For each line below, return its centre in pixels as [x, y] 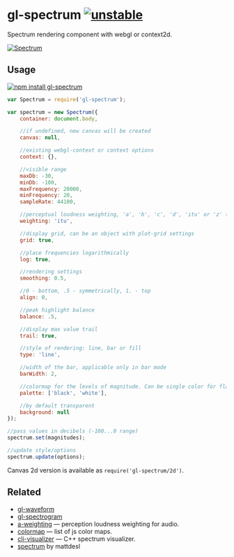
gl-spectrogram [40, 516]
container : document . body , [59, 119]
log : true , [36, 259]
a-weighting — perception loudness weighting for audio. [98, 523]
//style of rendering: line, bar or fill [80, 348]
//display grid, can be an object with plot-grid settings [107, 233]
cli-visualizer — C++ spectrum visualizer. [76, 539]
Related [24, 492]
